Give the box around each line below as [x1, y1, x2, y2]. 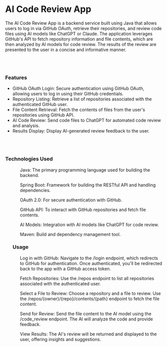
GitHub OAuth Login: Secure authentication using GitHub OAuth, [12, 85, 145, 91]
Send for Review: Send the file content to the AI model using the [19, 310, 152, 316]
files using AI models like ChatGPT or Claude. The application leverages [5, 30, 153, 36]
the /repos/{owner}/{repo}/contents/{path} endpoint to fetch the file [19, 295, 160, 301]
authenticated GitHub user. [12, 101, 68, 107]
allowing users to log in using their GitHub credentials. [12, 91, 124, 97]
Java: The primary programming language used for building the [19, 166, 151, 173]
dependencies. [19, 187, 51, 193]
